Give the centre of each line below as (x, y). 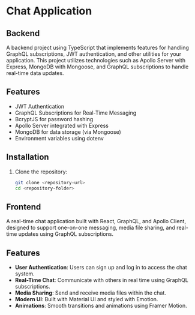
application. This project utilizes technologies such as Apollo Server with (96, 60)
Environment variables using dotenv (59, 138)
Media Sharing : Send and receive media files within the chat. (91, 293)
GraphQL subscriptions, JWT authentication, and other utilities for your (94, 54)
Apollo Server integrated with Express (62, 125)
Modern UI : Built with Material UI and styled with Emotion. (86, 299)
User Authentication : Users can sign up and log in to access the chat (101, 267)
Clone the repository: (41, 172)
